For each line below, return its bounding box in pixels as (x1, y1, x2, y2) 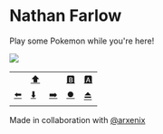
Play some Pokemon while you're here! (9, 35, 155, 46)
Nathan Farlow (9, 5, 122, 26)
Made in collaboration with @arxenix (9, 114, 146, 125)
